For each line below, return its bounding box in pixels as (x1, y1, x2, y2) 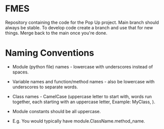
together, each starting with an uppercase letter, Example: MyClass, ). (12, 99, 156, 105)
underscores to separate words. (12, 84, 78, 90)
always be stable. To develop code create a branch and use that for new (5, 24, 153, 30)
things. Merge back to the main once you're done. (5, 30, 108, 36)
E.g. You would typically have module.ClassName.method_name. (12, 118, 145, 124)
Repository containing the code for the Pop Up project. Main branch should (5, 19, 159, 25)
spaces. (12, 69, 29, 75)
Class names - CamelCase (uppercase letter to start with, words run (12, 93, 152, 99)
